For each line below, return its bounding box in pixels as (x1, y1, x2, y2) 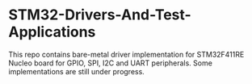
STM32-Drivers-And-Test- (8, 6, 191, 24)
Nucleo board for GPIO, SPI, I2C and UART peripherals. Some (8, 58, 212, 68)
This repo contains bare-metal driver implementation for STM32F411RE (8, 49, 245, 59)
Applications (8, 23, 96, 41)
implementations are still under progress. (8, 66, 145, 76)
